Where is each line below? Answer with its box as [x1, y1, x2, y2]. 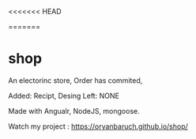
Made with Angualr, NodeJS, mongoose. [8, 106, 140, 115]
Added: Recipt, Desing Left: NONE [8, 91, 120, 100]
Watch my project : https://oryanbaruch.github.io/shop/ [8, 122, 188, 131]
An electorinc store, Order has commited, [8, 75, 143, 85]
